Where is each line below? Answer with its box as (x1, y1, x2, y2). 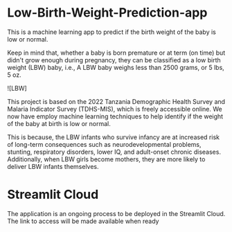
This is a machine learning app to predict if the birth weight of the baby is (7, 28, 216, 36)
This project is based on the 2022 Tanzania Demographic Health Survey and (7, 97, 226, 105)
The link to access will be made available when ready (7, 217, 159, 225)
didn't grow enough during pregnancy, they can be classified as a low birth (7, 55, 222, 64)
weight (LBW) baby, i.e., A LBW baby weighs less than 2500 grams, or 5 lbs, (7, 63, 225, 71)
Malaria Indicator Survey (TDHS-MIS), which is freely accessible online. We (7, 105, 223, 113)
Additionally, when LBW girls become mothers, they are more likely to (7, 154, 206, 163)
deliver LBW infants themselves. (7, 162, 99, 170)
